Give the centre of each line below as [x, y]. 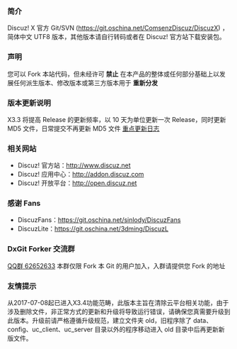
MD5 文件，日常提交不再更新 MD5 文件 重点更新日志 [83, 128]
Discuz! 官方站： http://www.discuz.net [74, 165]
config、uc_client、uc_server [50, 329]
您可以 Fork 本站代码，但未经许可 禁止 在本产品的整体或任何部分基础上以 [114, 74]
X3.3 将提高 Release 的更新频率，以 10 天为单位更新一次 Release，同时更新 [117, 119]
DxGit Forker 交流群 [41, 249]
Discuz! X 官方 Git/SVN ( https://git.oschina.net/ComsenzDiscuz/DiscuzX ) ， [118, 28]
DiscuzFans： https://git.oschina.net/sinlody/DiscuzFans [99, 220]
